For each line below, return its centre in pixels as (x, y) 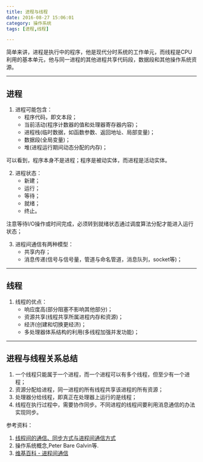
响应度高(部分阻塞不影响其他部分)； (68, 309)
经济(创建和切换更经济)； (55, 324)
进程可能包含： (34, 110)
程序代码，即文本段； (50, 117)
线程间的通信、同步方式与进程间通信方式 (65, 438)
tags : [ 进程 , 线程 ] (28, 29)
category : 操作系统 (29, 23)
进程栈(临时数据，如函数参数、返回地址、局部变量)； (89, 132)
